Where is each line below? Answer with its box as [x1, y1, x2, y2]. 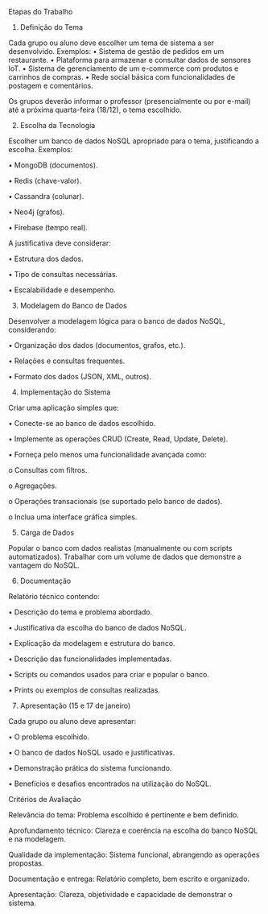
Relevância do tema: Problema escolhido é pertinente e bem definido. [8, 810, 239, 820]
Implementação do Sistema [19, 387, 111, 397]
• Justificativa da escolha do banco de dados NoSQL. [8, 623, 187, 632]
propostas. [8, 858, 44, 868]
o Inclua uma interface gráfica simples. [8, 512, 138, 522]
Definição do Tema [19, 23, 83, 31]
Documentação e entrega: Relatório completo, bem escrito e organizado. [8, 874, 250, 883]
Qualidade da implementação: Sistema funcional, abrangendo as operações [8, 850, 260, 859]
